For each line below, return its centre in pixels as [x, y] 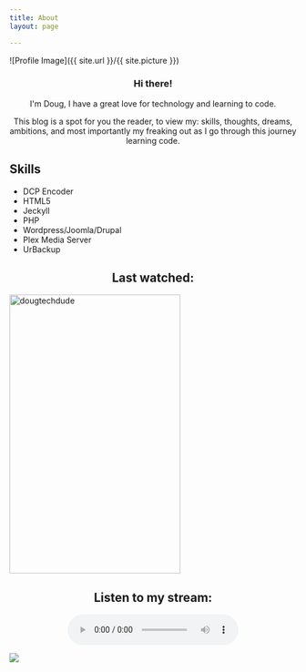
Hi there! [153, 84]
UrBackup [41, 249]
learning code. [153, 140]
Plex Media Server [57, 239]
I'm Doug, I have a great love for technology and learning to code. [153, 103]
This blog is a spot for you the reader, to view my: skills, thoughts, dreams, [153, 121]
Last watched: [153, 278]
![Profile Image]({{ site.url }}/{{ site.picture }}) [94, 60]
